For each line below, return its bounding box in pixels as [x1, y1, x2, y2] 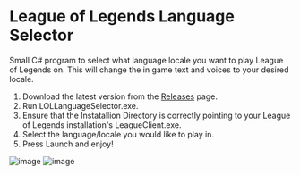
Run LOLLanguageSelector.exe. [21, 100, 139, 111]
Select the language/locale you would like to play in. [21, 129, 215, 139]
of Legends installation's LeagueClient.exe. [21, 119, 182, 130]
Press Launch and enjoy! [21, 138, 114, 149]
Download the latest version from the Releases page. [21, 91, 218, 102]
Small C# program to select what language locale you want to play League [9, 54, 284, 65]
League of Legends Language [9, 6, 235, 27]
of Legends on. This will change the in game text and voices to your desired [9, 64, 289, 75]
